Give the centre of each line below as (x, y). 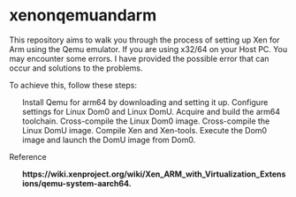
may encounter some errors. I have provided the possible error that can (139, 58)
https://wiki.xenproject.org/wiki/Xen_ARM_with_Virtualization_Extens (154, 174)
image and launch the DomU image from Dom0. (109, 140)
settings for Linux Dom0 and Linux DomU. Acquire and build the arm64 (151, 111)
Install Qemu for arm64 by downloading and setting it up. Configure (145, 102)
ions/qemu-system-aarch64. (76, 183)
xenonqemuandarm (83, 15)
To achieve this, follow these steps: (73, 85)
